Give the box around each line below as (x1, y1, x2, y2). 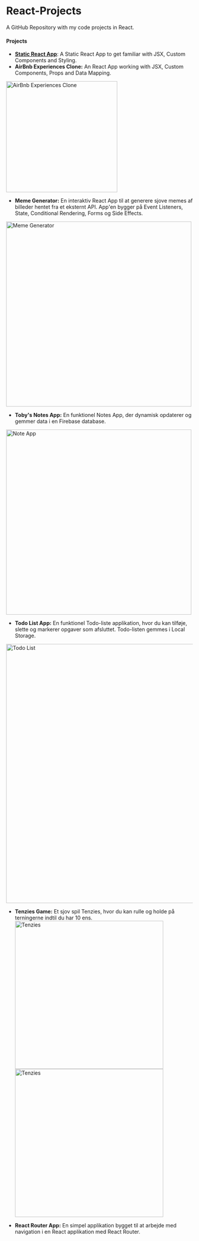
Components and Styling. (14, 57, 77, 64)
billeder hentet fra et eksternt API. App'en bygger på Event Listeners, (14, 203, 184, 211)
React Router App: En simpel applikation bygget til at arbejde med (14, 1222, 176, 1229)
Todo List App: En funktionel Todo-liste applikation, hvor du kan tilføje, (14, 620, 188, 627)
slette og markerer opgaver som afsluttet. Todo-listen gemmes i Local (14, 626, 185, 633)
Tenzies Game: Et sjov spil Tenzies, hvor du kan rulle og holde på (14, 908, 175, 915)
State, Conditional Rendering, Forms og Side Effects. (14, 210, 143, 217)
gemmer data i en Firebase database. (14, 418, 107, 425)
